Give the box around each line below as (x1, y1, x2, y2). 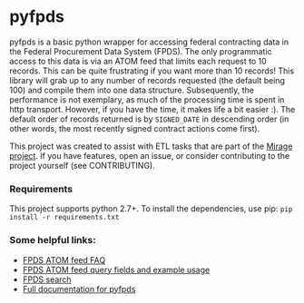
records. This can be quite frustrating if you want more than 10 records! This (9, 65, 295, 76)
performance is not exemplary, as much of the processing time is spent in (9, 93, 285, 105)
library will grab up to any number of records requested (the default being (9, 74, 286, 85)
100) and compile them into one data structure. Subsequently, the (9, 84, 254, 95)
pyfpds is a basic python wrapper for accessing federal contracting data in (9, 36, 289, 47)
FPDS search (22, 274, 72, 285)
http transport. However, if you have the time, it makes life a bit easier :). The (9, 103, 296, 114)
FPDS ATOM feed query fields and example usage (22, 264, 211, 275)
